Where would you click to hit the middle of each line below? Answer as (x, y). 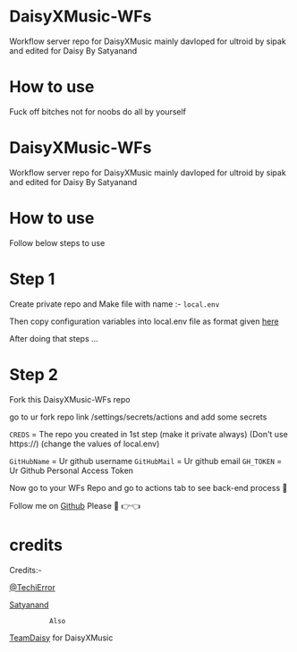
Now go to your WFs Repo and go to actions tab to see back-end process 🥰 (148, 487)
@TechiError (32, 587)
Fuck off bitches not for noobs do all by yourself (98, 111)
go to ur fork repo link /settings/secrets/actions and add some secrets (138, 417)
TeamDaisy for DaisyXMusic (61, 638)
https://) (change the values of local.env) (85, 444)
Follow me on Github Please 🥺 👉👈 (75, 505)
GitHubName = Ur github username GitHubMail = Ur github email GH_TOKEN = (146, 461)
